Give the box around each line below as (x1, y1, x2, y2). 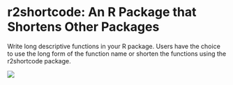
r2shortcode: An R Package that (7, 4, 197, 20)
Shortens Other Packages (7, 19, 160, 35)
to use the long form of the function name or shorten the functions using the (7, 49, 227, 58)
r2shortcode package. (7, 56, 71, 65)
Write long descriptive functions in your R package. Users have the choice (7, 42, 221, 50)
